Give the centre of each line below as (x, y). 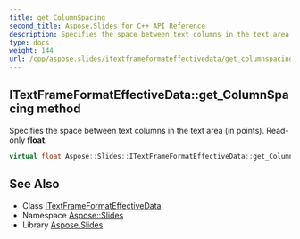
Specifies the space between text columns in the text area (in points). (137, 130)
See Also (34, 184)
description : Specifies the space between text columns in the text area (150, 34)
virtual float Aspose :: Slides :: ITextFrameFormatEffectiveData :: (131, 156)
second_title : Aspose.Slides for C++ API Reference (107, 26)
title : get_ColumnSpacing (57, 17)
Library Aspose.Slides (62, 225)
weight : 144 (31, 51)
